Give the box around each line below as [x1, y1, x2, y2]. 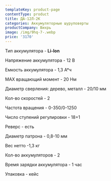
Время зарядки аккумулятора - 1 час [5, 161, 82, 167]
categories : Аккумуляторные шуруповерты [5, 21, 89, 26]
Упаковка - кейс [5, 171, 39, 177]
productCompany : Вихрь [5, 25, 51, 30]
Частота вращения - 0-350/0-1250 [5, 105, 77, 111]
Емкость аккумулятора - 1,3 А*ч [5, 67, 72, 72]
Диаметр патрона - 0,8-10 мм [5, 133, 67, 139]
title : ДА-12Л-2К [5, 16, 41, 21]
